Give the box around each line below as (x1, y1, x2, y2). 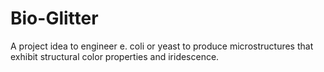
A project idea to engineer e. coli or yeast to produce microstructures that (10, 40, 314, 52)
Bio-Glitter (10, 7, 99, 30)
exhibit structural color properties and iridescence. (10, 50, 220, 62)
